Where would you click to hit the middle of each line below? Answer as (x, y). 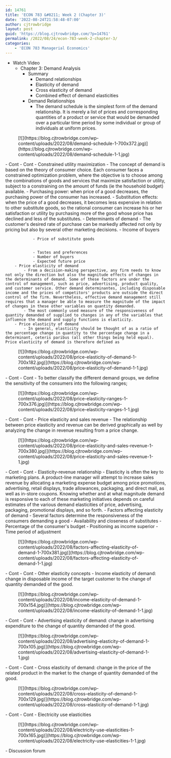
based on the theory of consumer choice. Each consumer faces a (74, 170)
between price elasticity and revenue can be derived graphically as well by (84, 425)
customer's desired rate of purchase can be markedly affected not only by (83, 224)
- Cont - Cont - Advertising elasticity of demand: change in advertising (80, 620)
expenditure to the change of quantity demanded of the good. (70, 626)
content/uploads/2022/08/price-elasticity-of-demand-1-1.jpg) (83, 368)
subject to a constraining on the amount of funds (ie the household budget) (84, 186)
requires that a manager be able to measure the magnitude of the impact (86, 302)
